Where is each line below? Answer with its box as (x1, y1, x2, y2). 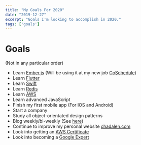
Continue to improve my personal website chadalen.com (12, 123, 131, 129)
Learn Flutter (12, 75, 40, 81)
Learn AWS (12, 91, 37, 98)
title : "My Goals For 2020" (5, 7, 65, 13)
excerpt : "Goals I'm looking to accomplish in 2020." (5, 17, 122, 22)
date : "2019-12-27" (5, 12, 47, 17)
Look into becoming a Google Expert (12, 134, 90, 140)
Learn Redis (12, 86, 38, 92)
